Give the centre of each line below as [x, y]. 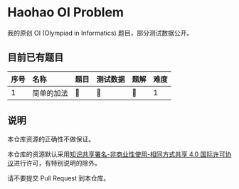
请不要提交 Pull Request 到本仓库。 [59, 178]
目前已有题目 [36, 58]
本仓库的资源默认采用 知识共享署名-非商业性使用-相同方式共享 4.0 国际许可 [116, 154]
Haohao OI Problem [66, 12]
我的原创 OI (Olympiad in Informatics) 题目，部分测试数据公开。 [100, 33]
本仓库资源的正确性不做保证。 [51, 139]
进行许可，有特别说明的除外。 [57, 163]
